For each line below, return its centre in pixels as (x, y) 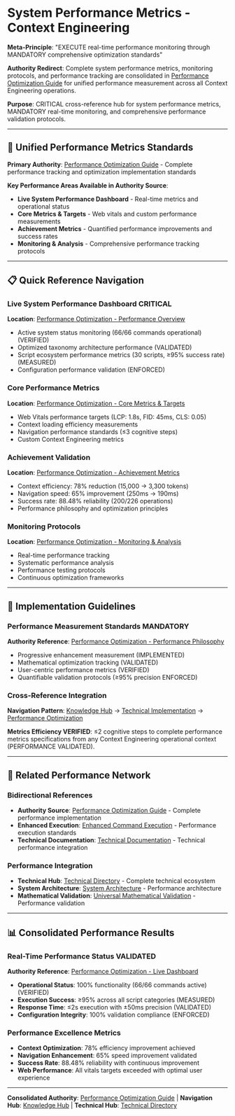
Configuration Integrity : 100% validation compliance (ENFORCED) (113, 1014)
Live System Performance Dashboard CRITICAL (90, 304)
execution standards (47, 832)
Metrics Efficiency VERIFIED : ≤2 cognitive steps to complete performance (115, 732)
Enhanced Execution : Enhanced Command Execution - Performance (117, 825)
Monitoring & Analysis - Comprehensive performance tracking (108, 244)
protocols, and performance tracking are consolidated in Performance (108, 76)
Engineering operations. (42, 90)
